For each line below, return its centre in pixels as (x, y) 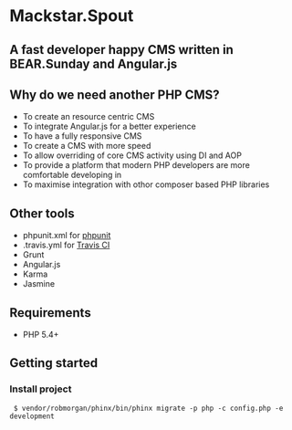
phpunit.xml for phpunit (67, 236)
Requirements (50, 313)
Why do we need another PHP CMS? (115, 94)
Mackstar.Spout (72, 16)
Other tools (42, 213)
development (32, 416)
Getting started (54, 363)
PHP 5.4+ (41, 335)
